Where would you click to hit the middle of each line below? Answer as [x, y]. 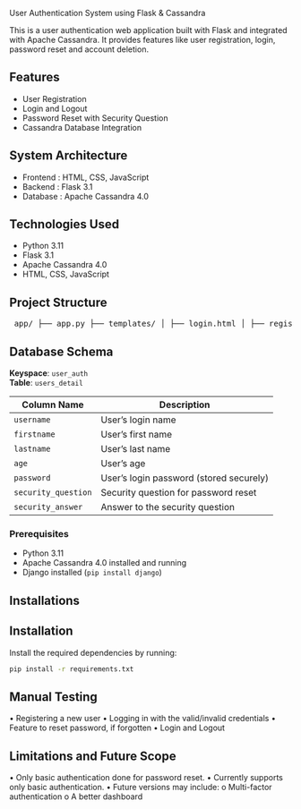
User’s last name [136, 449]
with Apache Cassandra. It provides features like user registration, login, [142, 40]
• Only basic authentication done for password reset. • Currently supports [146, 778]
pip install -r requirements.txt [72, 669]
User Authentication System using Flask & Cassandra [107, 13]
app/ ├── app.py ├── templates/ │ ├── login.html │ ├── [139, 324]
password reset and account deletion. [79, 49]
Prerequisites [39, 533]
